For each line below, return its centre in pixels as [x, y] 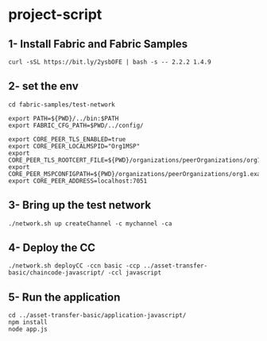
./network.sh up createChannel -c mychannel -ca [90, 224]
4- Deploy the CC [52, 248]
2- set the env [44, 86]
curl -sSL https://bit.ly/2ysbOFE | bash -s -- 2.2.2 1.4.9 [110, 62]
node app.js [28, 330]
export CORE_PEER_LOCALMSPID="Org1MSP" [74, 146]
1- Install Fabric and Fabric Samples [98, 44]
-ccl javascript [134, 273]
